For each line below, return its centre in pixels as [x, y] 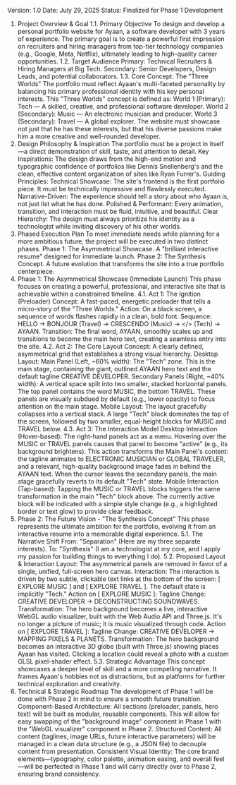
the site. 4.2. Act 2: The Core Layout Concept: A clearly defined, [111, 346]
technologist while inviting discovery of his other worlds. [99, 226]
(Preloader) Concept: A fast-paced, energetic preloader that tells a [114, 301]
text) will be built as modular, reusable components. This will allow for [118, 714]
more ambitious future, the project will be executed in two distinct [113, 241]
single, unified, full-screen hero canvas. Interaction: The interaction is [118, 571]
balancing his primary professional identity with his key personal [111, 91]
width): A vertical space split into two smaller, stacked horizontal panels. [122, 384]
